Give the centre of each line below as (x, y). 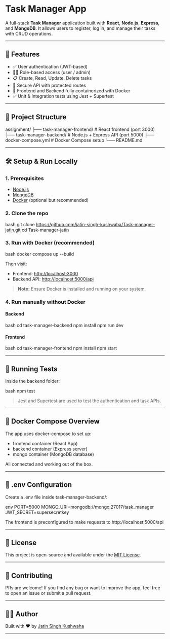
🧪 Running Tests (31, 369)
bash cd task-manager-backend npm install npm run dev (65, 325)
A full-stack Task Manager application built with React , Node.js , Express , (82, 23)
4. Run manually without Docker (46, 302)
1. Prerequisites (25, 178)
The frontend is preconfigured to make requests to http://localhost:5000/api (84, 522)
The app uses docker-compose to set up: (49, 434)
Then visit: (16, 264)
